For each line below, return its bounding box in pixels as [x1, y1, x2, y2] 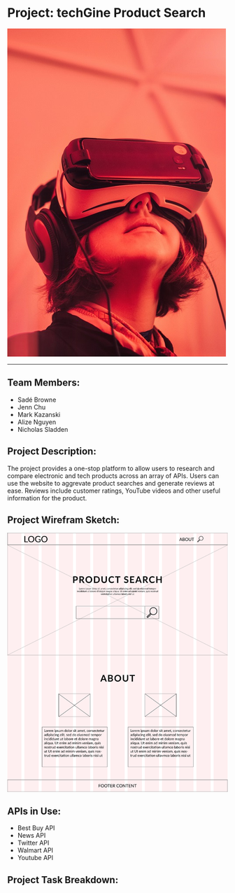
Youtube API [17, 854, 54, 862]
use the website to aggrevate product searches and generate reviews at [7, 479, 215, 487]
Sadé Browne [17, 395, 57, 404]
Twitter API [17, 838, 50, 848]
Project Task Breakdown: [7, 873, 119, 886]
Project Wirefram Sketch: [7, 514, 120, 526]
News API [17, 831, 46, 840]
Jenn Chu [17, 402, 46, 411]
